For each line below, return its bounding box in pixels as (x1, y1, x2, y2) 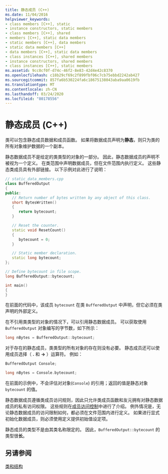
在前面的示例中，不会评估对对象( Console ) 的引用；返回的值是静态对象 (5, 380, 148, 386)
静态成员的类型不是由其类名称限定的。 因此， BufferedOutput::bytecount (5, 427, 154, 433)
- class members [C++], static (5, 21, 70, 27)
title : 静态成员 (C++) (5, 7, 49, 13)
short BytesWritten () (11, 200, 57, 205)
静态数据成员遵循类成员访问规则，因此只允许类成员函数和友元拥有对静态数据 (5, 397, 163, 403)
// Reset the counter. (11, 223, 59, 228)
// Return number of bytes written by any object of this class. (11, 195, 151, 200)
